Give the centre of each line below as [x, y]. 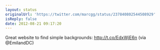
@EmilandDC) [20, 43]
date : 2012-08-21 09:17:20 [33, 24]
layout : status [21, 10]
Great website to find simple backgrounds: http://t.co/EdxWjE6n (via [76, 38]
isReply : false [21, 19]
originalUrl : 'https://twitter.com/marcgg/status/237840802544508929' [81, 14]
